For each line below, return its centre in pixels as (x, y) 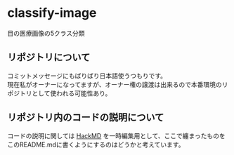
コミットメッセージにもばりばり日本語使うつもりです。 (87, 76)
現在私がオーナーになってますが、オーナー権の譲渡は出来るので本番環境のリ (118, 84)
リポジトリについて (49, 58)
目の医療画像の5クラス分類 (46, 33)
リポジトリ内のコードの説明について (86, 117)
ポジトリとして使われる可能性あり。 (59, 93)
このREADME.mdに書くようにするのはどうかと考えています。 (96, 144)
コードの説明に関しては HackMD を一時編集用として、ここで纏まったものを (117, 135)
